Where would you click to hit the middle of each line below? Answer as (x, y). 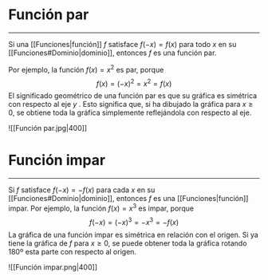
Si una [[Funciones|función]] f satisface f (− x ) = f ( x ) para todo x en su (122, 44)
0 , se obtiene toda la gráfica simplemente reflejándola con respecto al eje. (130, 112)
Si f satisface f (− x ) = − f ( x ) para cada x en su (82, 190)
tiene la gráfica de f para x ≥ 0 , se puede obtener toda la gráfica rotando (128, 243)
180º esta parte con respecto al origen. (73, 251)
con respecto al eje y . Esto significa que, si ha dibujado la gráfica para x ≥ (131, 105)
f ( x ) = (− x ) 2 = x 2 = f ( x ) (134, 83)
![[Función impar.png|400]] (53, 267)
